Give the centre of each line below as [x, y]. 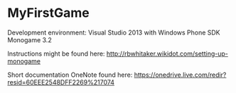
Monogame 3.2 [29, 39]
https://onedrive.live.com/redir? [180, 75]
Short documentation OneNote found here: [70, 75]
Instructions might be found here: [56, 54]
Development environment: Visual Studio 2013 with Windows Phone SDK [114, 32]
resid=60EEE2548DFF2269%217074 [61, 82]
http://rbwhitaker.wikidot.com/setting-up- [167, 54]
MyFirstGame [49, 13]
